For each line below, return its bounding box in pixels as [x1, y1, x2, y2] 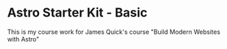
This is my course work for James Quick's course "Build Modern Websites [7, 28, 221, 36]
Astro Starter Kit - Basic [7, 5, 148, 21]
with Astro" [7, 35, 40, 43]
